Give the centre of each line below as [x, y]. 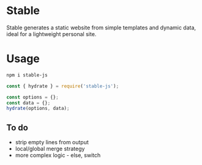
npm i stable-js [27, 75]
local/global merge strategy [50, 149]
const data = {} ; [28, 103]
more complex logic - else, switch [58, 155]
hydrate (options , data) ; [38, 108]
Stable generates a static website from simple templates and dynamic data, [101, 28]
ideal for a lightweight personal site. [51, 34]
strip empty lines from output [52, 142]
